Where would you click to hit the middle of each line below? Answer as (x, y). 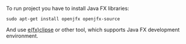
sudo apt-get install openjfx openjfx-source (63, 19)
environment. (22, 36)
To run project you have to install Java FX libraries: (68, 8)
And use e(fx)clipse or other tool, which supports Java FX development (93, 30)
